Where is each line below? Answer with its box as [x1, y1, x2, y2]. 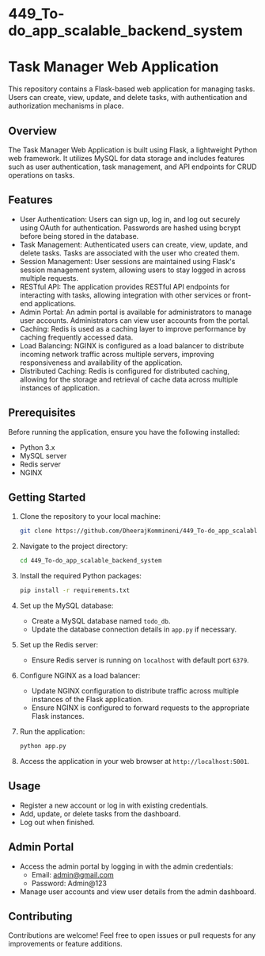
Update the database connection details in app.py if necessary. [31, 624, 237, 634]
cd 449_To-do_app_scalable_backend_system [19, 557, 162, 565]
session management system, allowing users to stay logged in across [19, 265, 247, 275]
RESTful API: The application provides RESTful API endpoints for [19, 282, 230, 291]
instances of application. [19, 382, 100, 393]
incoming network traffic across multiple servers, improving [19, 349, 215, 359]
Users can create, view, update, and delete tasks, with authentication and [8, 93, 248, 102]
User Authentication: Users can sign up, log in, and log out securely [19, 214, 240, 224]
